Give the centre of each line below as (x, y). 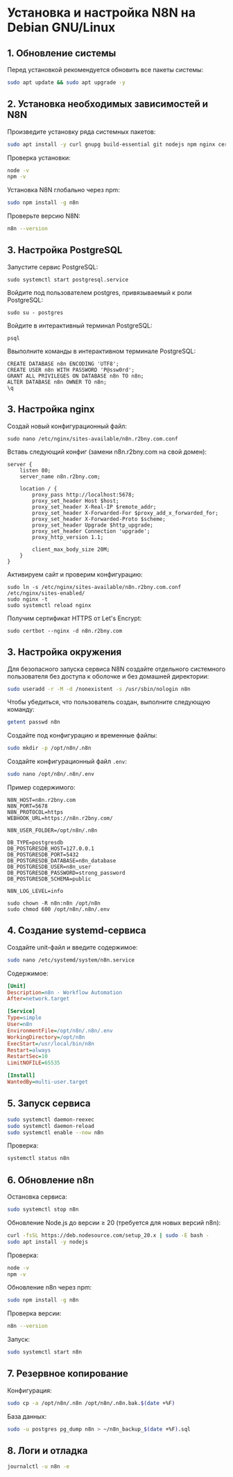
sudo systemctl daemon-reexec (51, 1119)
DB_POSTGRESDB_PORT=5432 (43, 855)
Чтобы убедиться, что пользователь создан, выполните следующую (109, 702)
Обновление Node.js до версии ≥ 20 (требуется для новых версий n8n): (114, 1222)
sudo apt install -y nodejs (48, 1242)
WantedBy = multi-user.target (48, 1082)
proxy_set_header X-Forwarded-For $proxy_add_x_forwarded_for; (125, 513)
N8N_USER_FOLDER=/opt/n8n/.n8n (52, 830)
